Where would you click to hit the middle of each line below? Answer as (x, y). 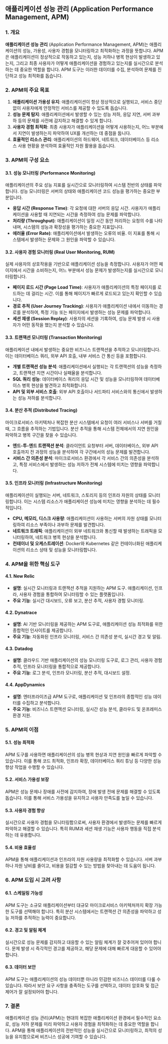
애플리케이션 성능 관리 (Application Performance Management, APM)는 (77, 44)
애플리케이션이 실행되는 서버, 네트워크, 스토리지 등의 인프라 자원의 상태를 (76, 495)
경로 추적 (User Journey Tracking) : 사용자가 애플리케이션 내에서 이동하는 (85, 306)
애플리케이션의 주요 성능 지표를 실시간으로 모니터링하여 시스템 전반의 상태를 (79, 185)
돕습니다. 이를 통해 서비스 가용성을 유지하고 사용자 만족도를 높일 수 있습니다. (79, 798)
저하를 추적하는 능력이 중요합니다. (43, 918)
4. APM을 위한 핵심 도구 (33, 564)
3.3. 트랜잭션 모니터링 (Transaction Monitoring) (54, 337)
